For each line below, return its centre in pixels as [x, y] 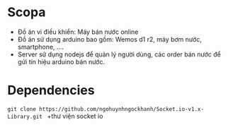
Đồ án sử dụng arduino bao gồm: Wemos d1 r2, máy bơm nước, [109, 39]
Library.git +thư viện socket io [55, 116]
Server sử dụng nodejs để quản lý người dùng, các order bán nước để [119, 54]
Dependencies [51, 91]
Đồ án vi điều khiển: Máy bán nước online [78, 32]
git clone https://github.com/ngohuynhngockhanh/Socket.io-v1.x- [106, 109]
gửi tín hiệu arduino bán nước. [61, 61]
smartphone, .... [41, 47]
